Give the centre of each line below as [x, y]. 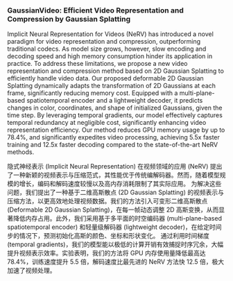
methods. [21, 152]
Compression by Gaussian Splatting [69, 19]
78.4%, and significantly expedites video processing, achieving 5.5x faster [114, 137]
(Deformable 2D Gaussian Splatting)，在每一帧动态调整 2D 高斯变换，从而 [113, 210]
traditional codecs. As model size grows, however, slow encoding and [107, 49]
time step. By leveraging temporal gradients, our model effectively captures [115, 115]
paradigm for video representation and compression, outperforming [104, 42]
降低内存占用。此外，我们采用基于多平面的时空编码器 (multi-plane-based [117, 219]
